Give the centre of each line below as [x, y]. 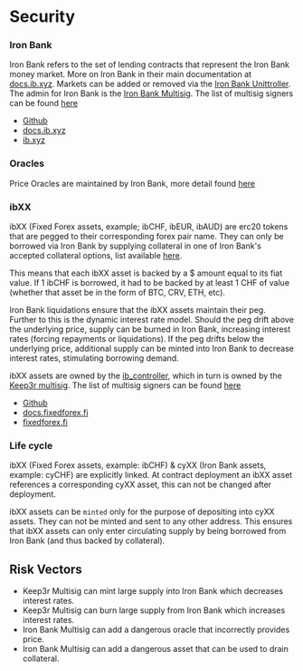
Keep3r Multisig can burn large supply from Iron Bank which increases [154, 610]
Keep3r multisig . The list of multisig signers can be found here [125, 385]
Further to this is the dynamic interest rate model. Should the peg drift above [151, 320]
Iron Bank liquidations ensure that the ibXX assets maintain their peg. [138, 310]
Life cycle [31, 446]
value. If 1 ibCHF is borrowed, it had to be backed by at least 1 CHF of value [150, 283]
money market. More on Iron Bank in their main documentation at [130, 74]
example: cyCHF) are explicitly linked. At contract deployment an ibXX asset [151, 475]
